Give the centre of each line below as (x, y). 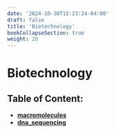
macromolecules (42, 115)
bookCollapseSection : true (46, 33)
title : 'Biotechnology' (41, 26)
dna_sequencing (42, 123)
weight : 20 (23, 39)
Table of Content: (45, 98)
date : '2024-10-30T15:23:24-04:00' (58, 13)
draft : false (26, 20)
